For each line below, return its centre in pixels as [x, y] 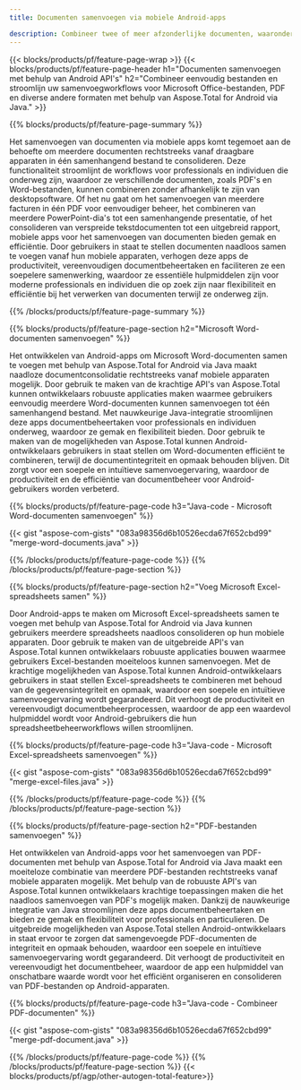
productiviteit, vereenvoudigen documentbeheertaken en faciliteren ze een [147, 265]
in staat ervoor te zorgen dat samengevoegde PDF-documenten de [133, 938]
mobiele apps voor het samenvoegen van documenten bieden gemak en [143, 236]
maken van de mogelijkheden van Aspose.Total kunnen [111, 441]
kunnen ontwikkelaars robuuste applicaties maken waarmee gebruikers [141, 393]
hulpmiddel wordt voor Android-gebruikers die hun [103, 718]
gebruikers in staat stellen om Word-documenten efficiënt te [173, 451]
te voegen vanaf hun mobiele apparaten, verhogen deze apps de [129, 255]
